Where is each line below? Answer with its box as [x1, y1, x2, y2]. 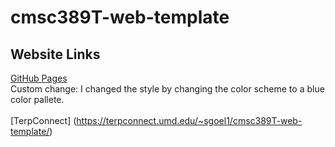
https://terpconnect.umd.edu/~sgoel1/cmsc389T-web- [76, 115, 303, 126]
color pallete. [10, 94, 65, 105]
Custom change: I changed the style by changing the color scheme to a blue [10, 83, 325, 95]
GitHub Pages [10, 72, 68, 84]
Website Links [10, 46, 101, 63]
